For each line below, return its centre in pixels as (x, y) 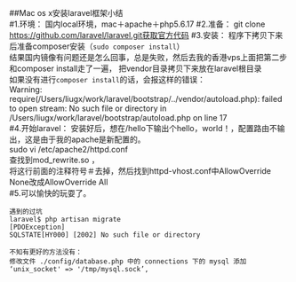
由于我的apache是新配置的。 (92, 139)
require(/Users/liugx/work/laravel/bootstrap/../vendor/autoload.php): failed (146, 99)
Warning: (26, 90)
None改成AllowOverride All (59, 182)
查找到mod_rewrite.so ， (54, 160)
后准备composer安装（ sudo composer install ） (97, 46)
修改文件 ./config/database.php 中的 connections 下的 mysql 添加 (128, 262)
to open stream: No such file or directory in (88, 108)
